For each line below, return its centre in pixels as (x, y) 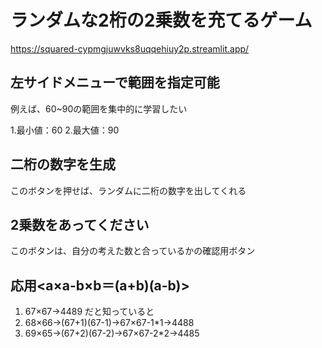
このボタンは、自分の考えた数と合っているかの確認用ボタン (133, 251)
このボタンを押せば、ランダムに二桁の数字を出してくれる (128, 190)
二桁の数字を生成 (63, 164)
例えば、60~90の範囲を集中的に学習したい (99, 108)
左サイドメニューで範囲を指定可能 (115, 82)
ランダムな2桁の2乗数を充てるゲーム (161, 20)
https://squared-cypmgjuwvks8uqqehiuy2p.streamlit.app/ (130, 48)
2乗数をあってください (80, 224)
